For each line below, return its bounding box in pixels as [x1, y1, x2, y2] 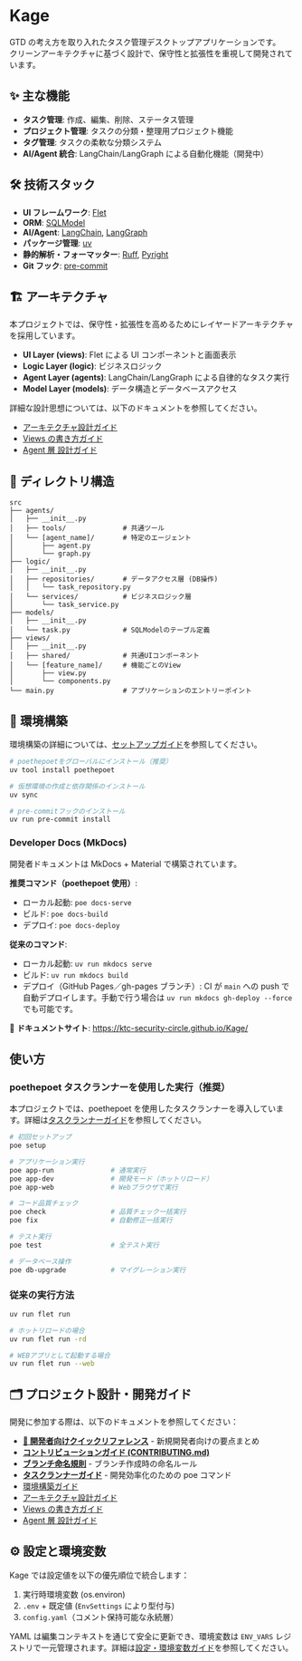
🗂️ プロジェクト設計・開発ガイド [9, 1386, 193, 1402]
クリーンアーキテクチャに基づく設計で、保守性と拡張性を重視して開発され [9, 47, 285, 59]
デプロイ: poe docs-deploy [22, 919, 120, 930]
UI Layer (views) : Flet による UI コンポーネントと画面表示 [22, 350, 237, 361]
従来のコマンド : [9, 939, 68, 950]
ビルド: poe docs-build [22, 908, 109, 919]
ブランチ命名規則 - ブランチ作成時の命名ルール [22, 1458, 198, 1469]
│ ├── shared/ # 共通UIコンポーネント [9, 652, 201, 661]
